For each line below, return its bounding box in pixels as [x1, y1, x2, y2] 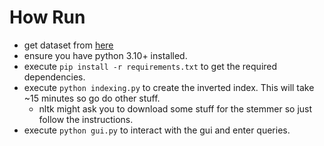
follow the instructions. [38, 113, 134, 125]
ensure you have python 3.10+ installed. [23, 49, 188, 61]
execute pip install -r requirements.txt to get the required [23, 60, 278, 72]
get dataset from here [23, 39, 114, 51]
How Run [9, 6, 86, 29]
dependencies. [23, 71, 86, 83]
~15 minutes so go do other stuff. [23, 92, 161, 104]
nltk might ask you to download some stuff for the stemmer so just [38, 102, 313, 115]
